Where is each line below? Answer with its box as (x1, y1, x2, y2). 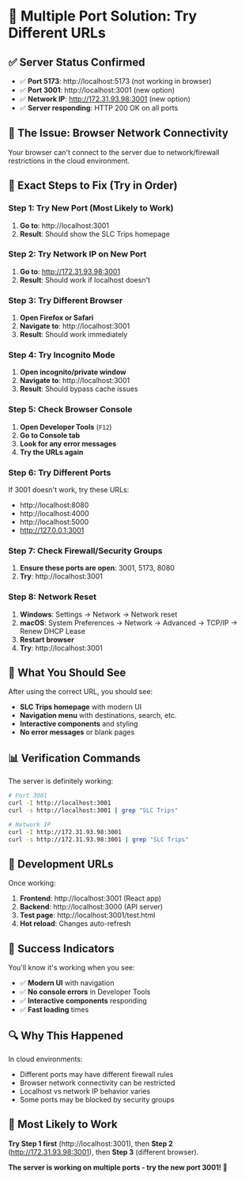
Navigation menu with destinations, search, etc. (19, 711, 177, 720)
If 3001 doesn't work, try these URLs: (8, 484, 130, 494)
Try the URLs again (19, 447, 84, 457)
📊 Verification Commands (8, 751, 141, 765)
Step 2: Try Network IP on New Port (8, 249, 147, 260)
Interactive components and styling (19, 719, 138, 729)
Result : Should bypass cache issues (19, 384, 138, 394)
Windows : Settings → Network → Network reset (19, 609, 178, 619)
